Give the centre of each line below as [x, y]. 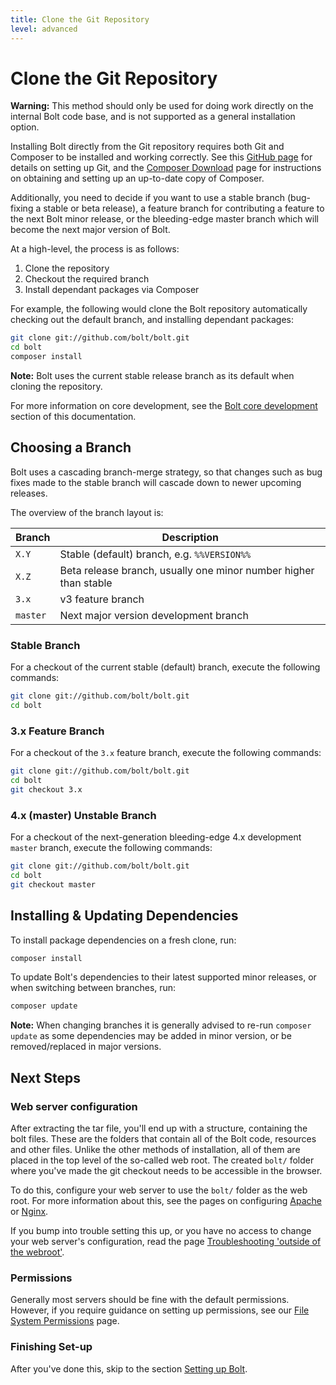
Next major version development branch [154, 615]
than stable [86, 583]
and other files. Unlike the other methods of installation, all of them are [155, 1150]
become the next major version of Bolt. [90, 230]
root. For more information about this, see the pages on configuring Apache [166, 1201]
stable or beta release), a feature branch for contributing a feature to [184, 208]
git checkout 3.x [46, 789]
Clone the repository [67, 268]
